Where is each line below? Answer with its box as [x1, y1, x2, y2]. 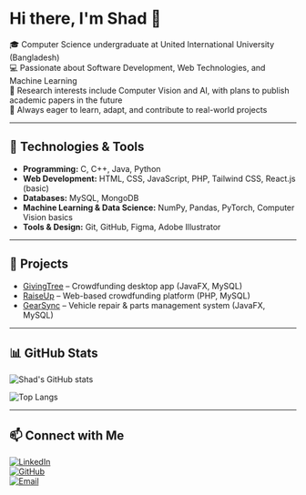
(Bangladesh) [9, 52, 60, 63]
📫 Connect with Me [9, 428, 125, 443]
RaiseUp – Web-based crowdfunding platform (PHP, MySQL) [22, 290, 250, 301]
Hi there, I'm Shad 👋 [9, 8, 162, 29]
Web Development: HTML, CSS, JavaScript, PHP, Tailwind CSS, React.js [22, 173, 296, 184]
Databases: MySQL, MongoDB [22, 192, 139, 203]
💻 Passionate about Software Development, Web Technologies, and [9, 62, 266, 73]
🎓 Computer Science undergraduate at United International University [9, 38, 275, 49]
